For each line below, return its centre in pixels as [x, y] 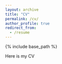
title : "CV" [17, 14]
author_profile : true [28, 23]
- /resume [20, 32]
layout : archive [22, 10]
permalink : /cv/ [22, 19]
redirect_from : [21, 28]
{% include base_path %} [31, 47]
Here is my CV [20, 56]
